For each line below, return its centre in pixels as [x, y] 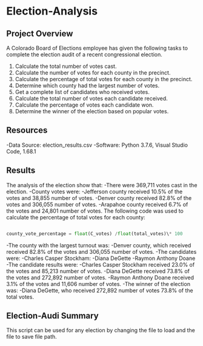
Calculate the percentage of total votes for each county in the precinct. [104, 79]
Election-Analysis [52, 11]
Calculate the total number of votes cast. [66, 66]
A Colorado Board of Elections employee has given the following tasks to [97, 48]
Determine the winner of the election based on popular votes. [92, 111]
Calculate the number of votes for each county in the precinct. [93, 73]
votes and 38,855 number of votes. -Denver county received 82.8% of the [99, 198]
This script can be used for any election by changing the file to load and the [101, 330]
